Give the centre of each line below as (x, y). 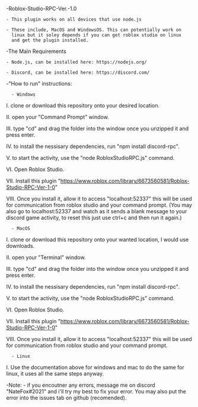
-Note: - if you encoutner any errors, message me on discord (81, 385)
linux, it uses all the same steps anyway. (55, 373)
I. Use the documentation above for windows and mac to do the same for (95, 367)
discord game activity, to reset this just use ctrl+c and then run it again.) (94, 217)
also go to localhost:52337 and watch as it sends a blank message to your (97, 211)
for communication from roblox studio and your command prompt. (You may (99, 205)
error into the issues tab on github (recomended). (66, 398)
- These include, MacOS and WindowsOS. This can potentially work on (94, 30)
